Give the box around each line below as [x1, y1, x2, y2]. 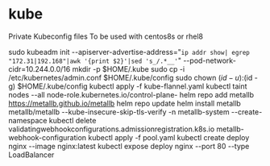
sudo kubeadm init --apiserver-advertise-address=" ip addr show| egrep [8, 47, 250, 56]
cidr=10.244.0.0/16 [8, 64, 71, 73]
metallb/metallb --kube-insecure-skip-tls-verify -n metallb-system [8, 106, 230, 117]
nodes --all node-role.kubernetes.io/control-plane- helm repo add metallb [8, 89, 255, 99]
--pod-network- [182, 56, 236, 65]
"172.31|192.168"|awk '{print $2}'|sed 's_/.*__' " [8, 56, 181, 65]
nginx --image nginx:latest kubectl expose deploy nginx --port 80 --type [8, 141, 250, 151]
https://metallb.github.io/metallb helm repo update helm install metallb [8, 98, 242, 108]
